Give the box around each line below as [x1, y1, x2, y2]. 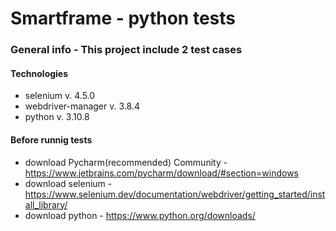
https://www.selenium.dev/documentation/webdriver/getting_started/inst [24, 188, 326, 200]
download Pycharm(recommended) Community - [24, 156, 228, 168]
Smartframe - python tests [10, 7, 236, 30]
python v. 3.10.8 [24, 111, 90, 123]
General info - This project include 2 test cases [10, 43, 243, 57]
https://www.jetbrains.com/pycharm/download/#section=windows [24, 167, 299, 179]
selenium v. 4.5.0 [24, 90, 96, 102]
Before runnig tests [10, 133, 93, 146]
